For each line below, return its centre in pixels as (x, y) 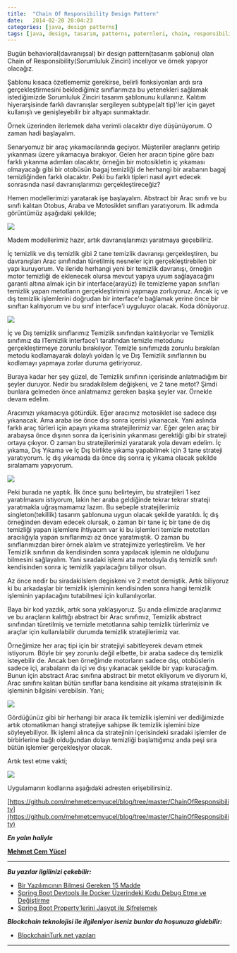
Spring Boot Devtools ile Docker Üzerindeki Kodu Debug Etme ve (112, 893)
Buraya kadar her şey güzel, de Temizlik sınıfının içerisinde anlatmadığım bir (117, 377)
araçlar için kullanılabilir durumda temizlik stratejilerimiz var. (94, 632)
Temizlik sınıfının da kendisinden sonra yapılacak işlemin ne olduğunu (108, 552)
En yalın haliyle (30, 838)
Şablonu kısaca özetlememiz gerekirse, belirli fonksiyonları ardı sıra (105, 83)
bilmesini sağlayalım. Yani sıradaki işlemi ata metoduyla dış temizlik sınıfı (112, 560)
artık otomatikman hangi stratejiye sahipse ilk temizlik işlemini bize (103, 725)
